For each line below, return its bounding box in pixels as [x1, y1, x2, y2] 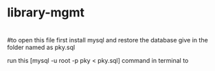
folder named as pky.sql [7, 43, 76, 52]
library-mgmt [7, 5, 84, 20]
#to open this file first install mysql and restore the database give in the [7, 36, 208, 44]
